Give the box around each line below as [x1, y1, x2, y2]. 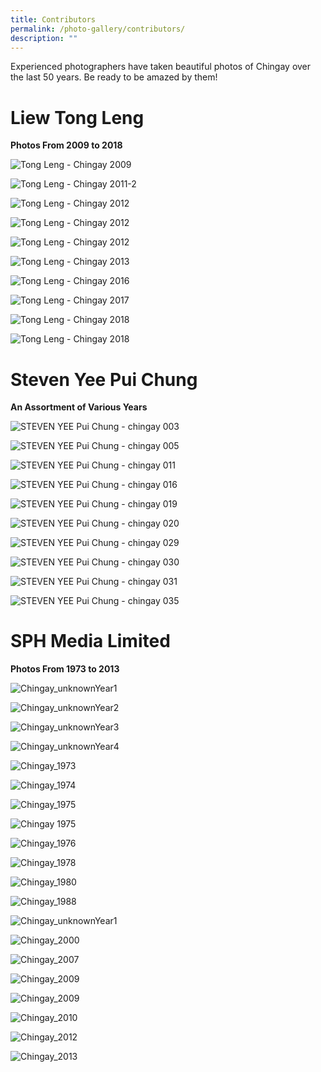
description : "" [10, 33, 78, 43]
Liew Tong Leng [10, 106, 145, 129]
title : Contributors [10, 14, 97, 25]
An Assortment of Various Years [10, 401, 148, 413]
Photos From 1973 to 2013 [10, 663, 120, 675]
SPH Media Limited [10, 630, 171, 653]
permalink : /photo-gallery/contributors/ [10, 24, 186, 34]
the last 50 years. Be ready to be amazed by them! [10, 71, 218, 83]
